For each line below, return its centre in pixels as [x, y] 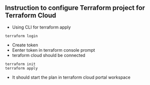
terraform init [20, 64]
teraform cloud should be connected [49, 55]
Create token [25, 45]
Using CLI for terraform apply [42, 27]
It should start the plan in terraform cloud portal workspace [71, 77]
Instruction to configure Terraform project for [75, 8]
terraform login [21, 36]
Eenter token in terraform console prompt [54, 50]
